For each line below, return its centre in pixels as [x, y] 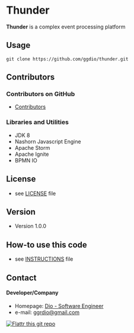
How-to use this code [47, 244]
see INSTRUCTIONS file [44, 259]
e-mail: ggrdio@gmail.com [47, 312]
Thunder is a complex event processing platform [66, 27]
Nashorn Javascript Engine [48, 141]
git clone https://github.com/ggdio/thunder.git [67, 59]
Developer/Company [32, 293]
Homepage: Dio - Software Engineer [59, 306]
